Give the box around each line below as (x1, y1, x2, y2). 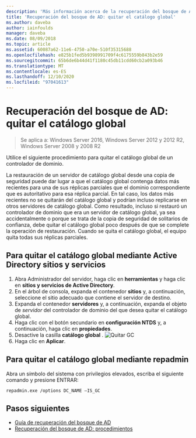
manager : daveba (6, 30, 45, 36)
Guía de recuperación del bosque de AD (14, 419, 111, 426)
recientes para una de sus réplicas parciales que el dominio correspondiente (6, 184, 190, 191)
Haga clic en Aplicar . (14, 337, 66, 344)
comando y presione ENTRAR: (6, 376, 79, 384)
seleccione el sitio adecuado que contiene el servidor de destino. (14, 294, 171, 301)
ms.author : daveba (6, 19, 51, 25)
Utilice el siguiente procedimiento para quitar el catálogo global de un (6, 153, 173, 161)
